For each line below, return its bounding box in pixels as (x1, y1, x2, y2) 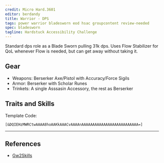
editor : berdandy (5, 12, 41, 17)
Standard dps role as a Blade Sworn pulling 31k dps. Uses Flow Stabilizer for (5, 43, 159, 49)
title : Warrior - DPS (5, 16, 49, 21)
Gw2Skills (12, 153, 33, 159)
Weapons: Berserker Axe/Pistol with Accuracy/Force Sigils (12, 75, 130, 81)
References (5, 140, 41, 148)
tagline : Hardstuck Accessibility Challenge (5, 30, 97, 35)
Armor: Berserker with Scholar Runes (12, 80, 87, 86)
